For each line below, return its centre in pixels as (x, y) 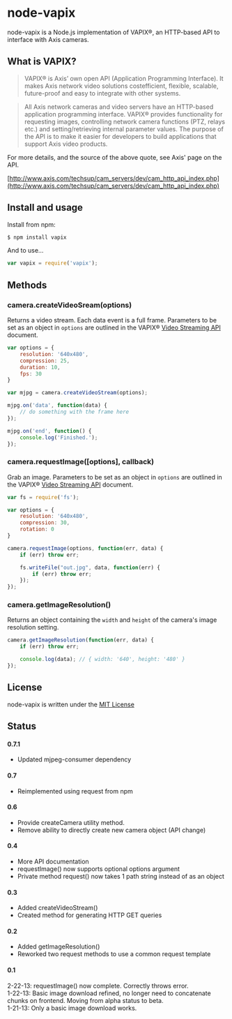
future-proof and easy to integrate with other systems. (102, 93)
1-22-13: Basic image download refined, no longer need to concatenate (109, 993)
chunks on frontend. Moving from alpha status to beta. (85, 1000)
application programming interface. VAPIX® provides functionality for (123, 114)
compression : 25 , (45, 361)
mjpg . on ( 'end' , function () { (49, 431)
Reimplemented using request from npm (75, 791)
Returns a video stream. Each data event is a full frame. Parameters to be (112, 320)
